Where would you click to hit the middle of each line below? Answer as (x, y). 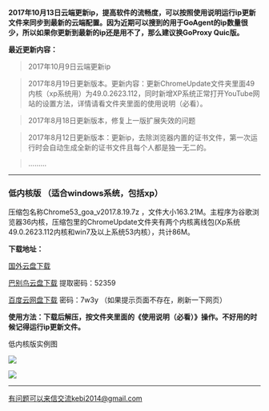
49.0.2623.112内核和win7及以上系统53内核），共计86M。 (101, 232)
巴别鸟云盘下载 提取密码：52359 (62, 283)
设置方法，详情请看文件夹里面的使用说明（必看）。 (124, 104)
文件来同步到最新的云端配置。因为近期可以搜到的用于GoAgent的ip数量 (125, 22)
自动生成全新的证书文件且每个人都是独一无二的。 (130, 148)
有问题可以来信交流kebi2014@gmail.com (75, 398)
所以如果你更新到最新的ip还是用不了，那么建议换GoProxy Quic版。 (133, 32)
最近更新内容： (33, 50)
